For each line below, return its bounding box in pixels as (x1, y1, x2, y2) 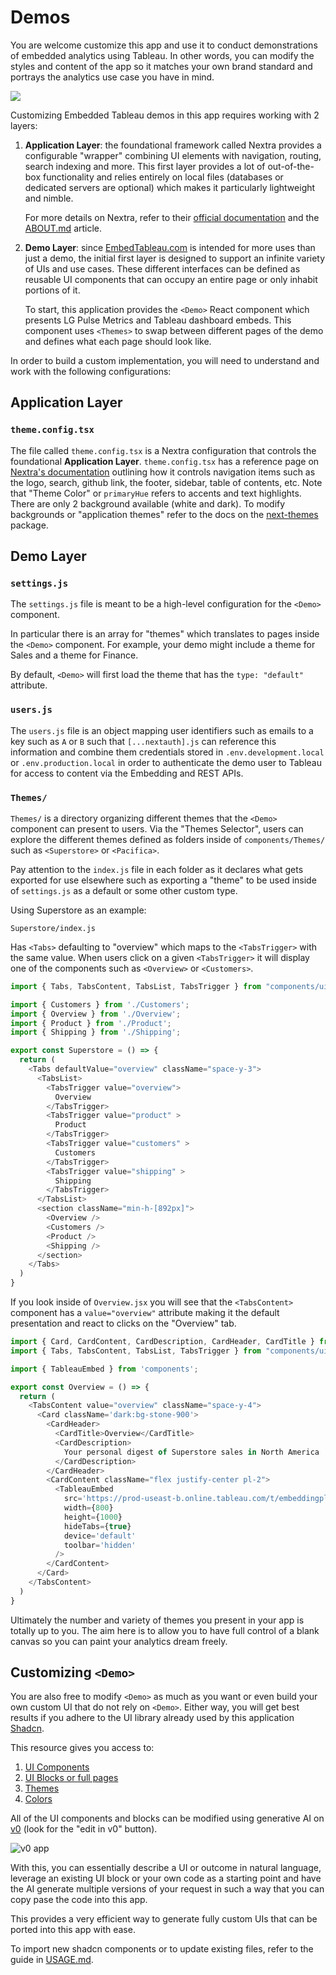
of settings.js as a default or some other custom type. (10, 884, 238, 896)
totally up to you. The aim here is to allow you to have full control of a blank (10, 1624, 320, 1636)
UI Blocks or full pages (24, 1772, 119, 1784)
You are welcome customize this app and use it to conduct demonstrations (10, 39, 318, 51)
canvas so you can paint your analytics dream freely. (10, 1635, 228, 1647)
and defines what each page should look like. (24, 335, 212, 347)
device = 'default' (63, 1531, 137, 1541)
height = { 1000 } (63, 1512, 123, 1522)
